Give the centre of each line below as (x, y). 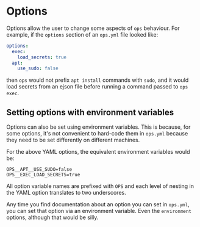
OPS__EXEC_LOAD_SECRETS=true (43, 175)
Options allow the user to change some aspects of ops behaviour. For (93, 28)
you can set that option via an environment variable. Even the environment (99, 211)
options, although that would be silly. (52, 217)
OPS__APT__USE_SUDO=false (39, 170)
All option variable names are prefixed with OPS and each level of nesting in (100, 186)
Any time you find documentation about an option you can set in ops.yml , (98, 204)
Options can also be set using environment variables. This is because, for (98, 127)
